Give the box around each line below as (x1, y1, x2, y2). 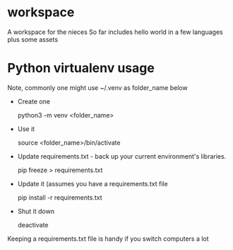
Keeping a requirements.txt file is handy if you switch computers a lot (7, 234, 210, 243)
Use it (17, 125, 35, 133)
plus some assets (7, 35, 59, 43)
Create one (17, 97, 51, 106)
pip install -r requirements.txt (17, 193, 102, 202)
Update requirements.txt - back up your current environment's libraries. (17, 152, 227, 160)
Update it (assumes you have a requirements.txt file (17, 179, 168, 188)
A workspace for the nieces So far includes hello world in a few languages (7, 28, 224, 36)
